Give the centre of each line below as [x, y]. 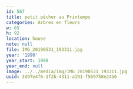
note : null [19, 44]
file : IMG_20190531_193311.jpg [44, 50]
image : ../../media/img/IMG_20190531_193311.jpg [67, 71]
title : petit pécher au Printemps [49, 17]
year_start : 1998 [27, 60]
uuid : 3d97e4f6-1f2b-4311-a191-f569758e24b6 [61, 77]
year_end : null [25, 66]
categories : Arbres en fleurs [43, 22]
